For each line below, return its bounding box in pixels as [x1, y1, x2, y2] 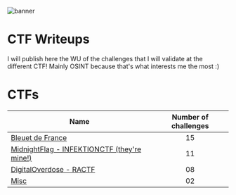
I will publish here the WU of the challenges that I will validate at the [7, 54, 203, 63]
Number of [171, 112, 209, 122]
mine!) [11, 153, 32, 163]
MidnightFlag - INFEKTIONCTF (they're [11, 144, 142, 154]
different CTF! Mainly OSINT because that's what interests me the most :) [7, 62, 220, 70]
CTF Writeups [7, 32, 90, 47]
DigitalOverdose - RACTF [11, 164, 96, 174]
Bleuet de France [11, 132, 67, 142]
